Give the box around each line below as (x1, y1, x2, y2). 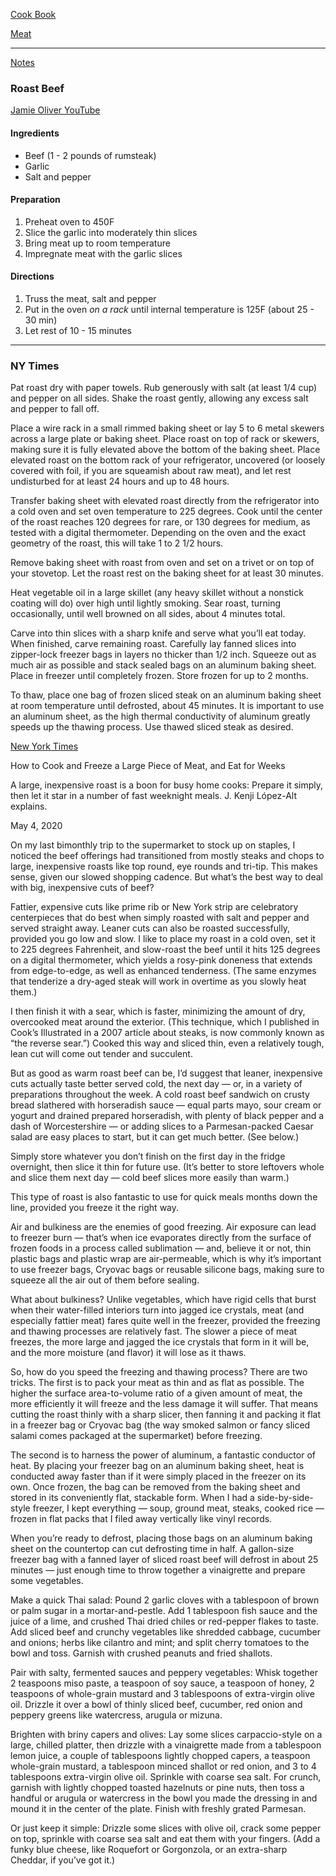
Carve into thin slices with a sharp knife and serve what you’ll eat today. (10, 627, 307, 639)
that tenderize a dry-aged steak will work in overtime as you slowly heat (10, 975, 307, 988)
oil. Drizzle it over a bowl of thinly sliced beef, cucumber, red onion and (10, 1699, 303, 1711)
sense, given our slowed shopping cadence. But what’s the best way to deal (10, 871, 323, 883)
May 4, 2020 (10, 820, 63, 832)
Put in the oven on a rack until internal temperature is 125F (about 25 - (24, 303, 315, 315)
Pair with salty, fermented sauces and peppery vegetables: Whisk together (10, 1667, 319, 1679)
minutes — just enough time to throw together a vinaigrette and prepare (10, 1564, 306, 1576)
